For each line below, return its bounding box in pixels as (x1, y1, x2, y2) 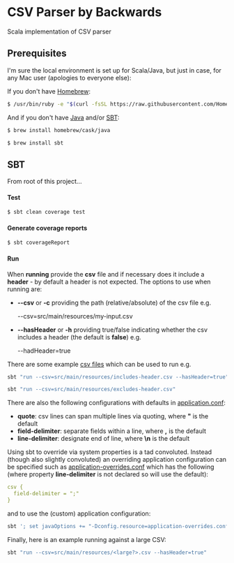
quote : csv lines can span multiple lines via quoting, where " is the (17, 412, 209, 421)
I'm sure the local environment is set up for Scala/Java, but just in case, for (7, 66, 221, 74)
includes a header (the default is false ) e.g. (17, 332, 141, 341)
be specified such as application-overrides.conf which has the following (7, 462, 214, 471)
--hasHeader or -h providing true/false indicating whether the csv (17, 326, 208, 334)
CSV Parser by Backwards (7, 4, 162, 20)
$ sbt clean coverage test (7, 209, 86, 216)
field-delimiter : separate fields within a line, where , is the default (17, 427, 207, 435)
